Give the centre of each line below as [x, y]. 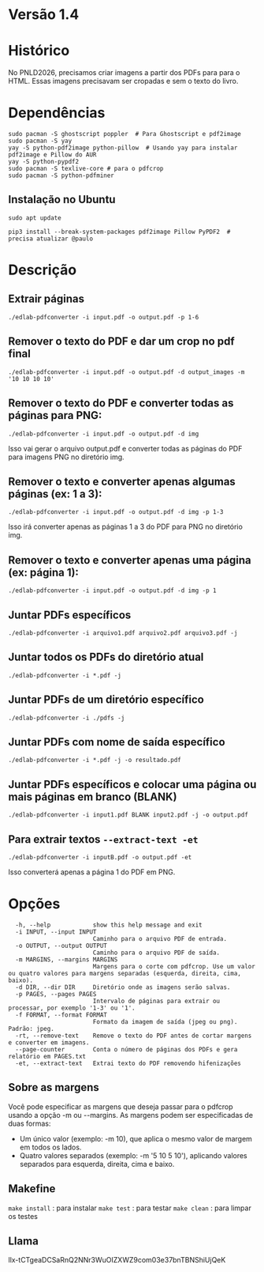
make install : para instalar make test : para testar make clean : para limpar [130, 1208]
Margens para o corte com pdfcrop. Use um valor [174, 966]
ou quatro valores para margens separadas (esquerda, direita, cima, [125, 973]
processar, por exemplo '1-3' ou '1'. [72, 1008]
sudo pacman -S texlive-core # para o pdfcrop [86, 169]
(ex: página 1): [43, 572]
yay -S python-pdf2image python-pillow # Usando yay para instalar [123, 148]
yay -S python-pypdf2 [44, 162]
